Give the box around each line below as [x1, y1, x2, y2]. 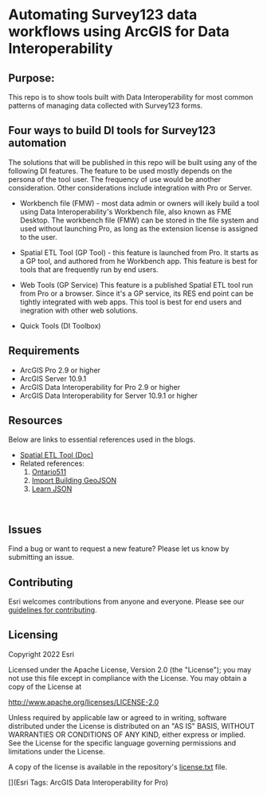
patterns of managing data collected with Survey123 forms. [8, 101, 203, 110]
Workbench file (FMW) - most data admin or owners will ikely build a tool [19, 198, 260, 208]
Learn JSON [31, 484, 73, 494]
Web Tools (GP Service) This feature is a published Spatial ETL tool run [19, 280, 253, 289]
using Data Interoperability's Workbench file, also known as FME [19, 207, 233, 216]
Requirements [8, 344, 80, 358]
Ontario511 [31, 467, 66, 477]
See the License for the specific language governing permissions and [8, 738, 237, 747]
